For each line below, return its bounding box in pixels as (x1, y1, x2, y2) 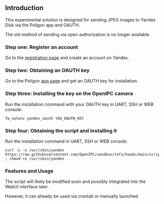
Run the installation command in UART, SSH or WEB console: (5, 139, 128, 144)
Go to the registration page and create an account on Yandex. (5, 55, 129, 61)
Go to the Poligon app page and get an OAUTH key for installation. (5, 78, 138, 84)
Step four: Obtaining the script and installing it (5, 127, 117, 134)
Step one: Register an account (5, 43, 78, 50)
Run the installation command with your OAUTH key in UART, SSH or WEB (5, 101, 154, 107)
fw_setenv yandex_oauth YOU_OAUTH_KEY (5, 116, 84, 121)
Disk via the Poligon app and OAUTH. (5, 22, 80, 28)
